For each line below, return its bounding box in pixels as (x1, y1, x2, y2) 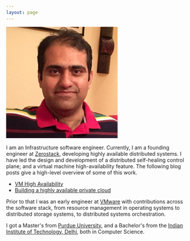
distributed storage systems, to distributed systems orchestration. (6, 210, 166, 217)
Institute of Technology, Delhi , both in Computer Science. (6, 228, 145, 235)
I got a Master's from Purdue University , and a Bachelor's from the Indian (6, 222, 184, 229)
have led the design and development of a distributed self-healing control (6, 156, 184, 163)
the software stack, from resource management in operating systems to (6, 204, 180, 211)
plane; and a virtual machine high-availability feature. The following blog (6, 162, 181, 170)
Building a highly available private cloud (14, 186, 111, 193)
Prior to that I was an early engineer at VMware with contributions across (6, 198, 184, 205)
